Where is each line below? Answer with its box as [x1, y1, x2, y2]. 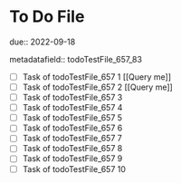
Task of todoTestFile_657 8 [22, 143, 123, 154]
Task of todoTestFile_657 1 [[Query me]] [22, 71, 172, 82]
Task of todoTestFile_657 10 [22, 163, 127, 174]
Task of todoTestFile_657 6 [22, 122, 123, 133]
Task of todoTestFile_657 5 [22, 112, 123, 123]
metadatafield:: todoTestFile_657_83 [9, 53, 143, 64]
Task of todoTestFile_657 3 [22, 92, 123, 103]
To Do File [9, 6, 85, 27]
